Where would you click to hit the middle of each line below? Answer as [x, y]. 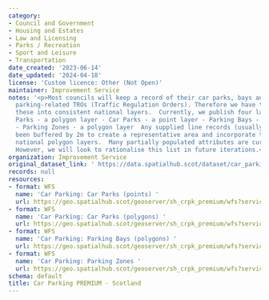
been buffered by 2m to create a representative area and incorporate [136, 134]
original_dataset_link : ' [51, 165]
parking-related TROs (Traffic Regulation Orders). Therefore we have [136, 105]
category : [25, 16]
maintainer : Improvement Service [64, 90]
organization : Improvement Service [68, 157]
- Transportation [37, 61]
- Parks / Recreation [44, 46]
